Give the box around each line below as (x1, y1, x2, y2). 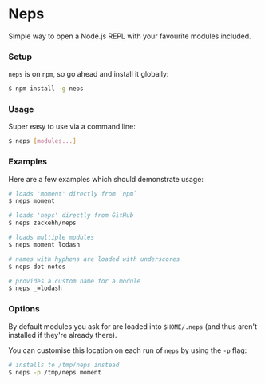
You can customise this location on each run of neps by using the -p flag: (8, 345, 247, 355)
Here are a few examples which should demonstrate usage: (8, 174, 204, 184)
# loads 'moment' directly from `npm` (8, 189, 137, 198)
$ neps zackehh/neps (8, 219, 77, 228)
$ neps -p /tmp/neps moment (8, 368, 102, 376)
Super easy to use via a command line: (8, 121, 136, 132)
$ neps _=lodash (8, 284, 62, 292)
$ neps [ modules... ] (8, 137, 77, 145)
